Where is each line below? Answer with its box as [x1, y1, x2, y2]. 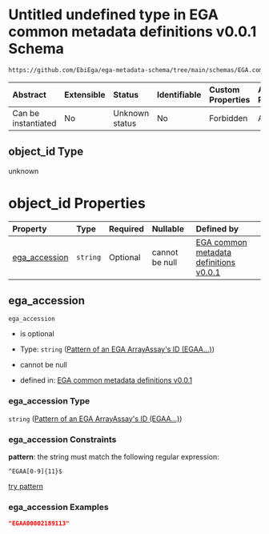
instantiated [12, 118, 57, 129]
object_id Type [8, 145, 84, 159]
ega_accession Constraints [8, 434, 117, 445]
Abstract [12, 89, 46, 100]
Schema [8, 40, 64, 58]
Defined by [195, 223, 239, 234]
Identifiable [156, 89, 202, 100]
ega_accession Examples [8, 501, 110, 512]
